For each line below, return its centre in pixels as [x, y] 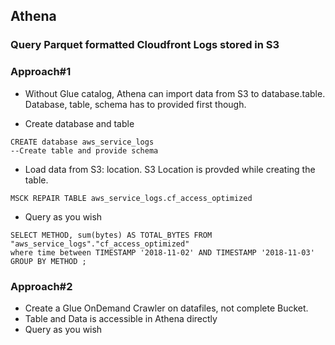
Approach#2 [41, 286]
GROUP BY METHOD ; [48, 261]
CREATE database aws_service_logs [82, 142]
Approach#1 [41, 72]
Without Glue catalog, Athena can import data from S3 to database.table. [175, 93]
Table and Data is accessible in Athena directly [121, 318]
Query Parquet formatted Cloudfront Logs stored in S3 [145, 45]
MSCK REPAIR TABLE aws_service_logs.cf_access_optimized [131, 198]
